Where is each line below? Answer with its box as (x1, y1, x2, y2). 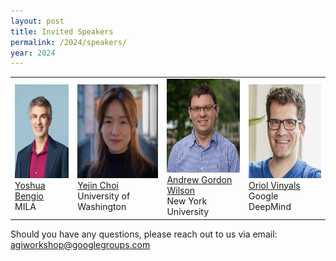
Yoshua (14, 179, 46, 191)
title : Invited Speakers (10, 26, 114, 37)
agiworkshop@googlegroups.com (10, 238, 151, 250)
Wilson (166, 185, 196, 196)
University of (77, 190, 131, 202)
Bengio (14, 190, 44, 202)
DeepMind (248, 200, 292, 212)
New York (166, 195, 208, 207)
